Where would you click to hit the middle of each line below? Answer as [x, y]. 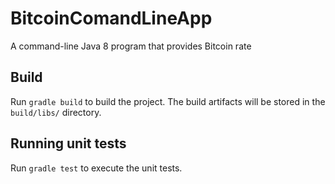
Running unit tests [68, 143]
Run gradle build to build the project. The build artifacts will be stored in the [168, 101]
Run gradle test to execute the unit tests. [96, 168]
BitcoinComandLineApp [111, 18]
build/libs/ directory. [56, 112]
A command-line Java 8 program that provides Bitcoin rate [131, 46]
